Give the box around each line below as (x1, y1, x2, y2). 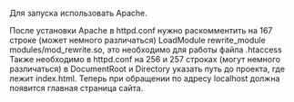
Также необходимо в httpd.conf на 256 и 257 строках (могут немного (9, 54, 281, 64)
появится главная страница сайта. (9, 83, 144, 93)
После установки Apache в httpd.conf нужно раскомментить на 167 (9, 25, 273, 35)
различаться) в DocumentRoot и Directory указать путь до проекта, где (9, 63, 285, 74)
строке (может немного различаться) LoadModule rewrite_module (9, 35, 266, 45)
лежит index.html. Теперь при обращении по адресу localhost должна (9, 73, 280, 84)
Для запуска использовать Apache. (9, 8, 148, 18)
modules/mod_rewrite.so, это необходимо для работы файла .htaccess (9, 44, 282, 55)
